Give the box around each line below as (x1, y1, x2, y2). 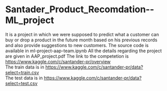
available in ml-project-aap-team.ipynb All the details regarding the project (5, 48, 162, 54)
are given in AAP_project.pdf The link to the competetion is (5, 53, 129, 59)
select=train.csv (5, 69, 39, 75)
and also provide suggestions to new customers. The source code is (5, 42, 149, 48)
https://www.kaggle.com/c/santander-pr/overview (5, 58, 111, 64)
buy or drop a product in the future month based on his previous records (5, 37, 158, 43)
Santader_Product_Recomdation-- (5, 4, 154, 15)
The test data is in (5, 75, 43, 81)
